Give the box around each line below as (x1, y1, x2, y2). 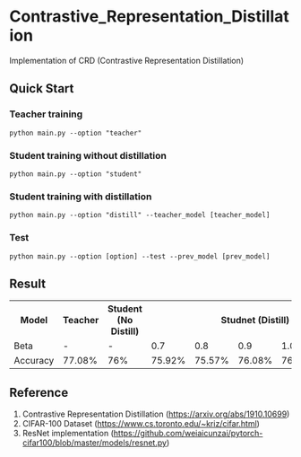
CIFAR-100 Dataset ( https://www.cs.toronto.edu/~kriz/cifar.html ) (21, 418, 260, 429)
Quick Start (9, 81, 74, 96)
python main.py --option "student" (9, 169, 142, 179)
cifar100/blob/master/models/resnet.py (21, 437, 168, 448)
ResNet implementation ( (21, 428, 115, 439)
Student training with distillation (9, 190, 152, 203)
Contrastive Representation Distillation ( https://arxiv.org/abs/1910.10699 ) (21, 409, 290, 419)
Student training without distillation (9, 149, 168, 162)
